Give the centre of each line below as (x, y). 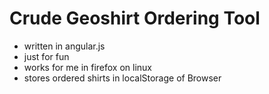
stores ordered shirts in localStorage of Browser (122, 78)
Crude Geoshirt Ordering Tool (135, 18)
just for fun (46, 56)
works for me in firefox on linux (88, 67)
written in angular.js (64, 46)
